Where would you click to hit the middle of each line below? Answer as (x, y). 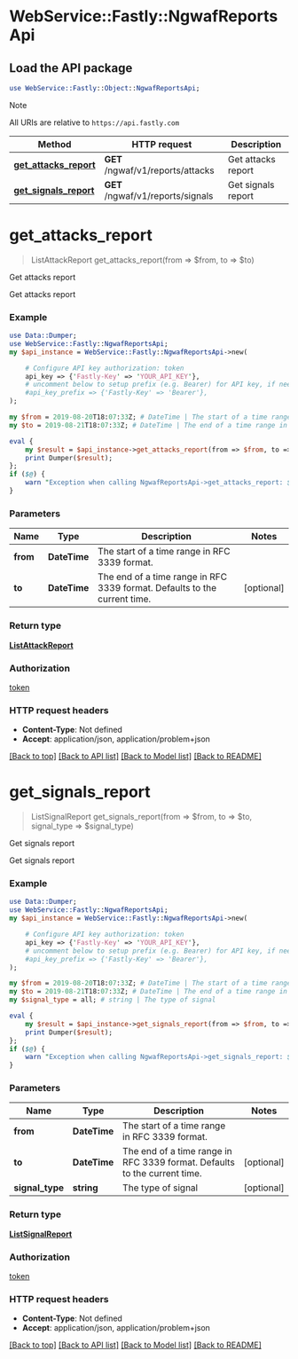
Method (55, 144)
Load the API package (71, 68)
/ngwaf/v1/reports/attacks (159, 170)
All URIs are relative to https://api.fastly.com (94, 122)
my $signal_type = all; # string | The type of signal (113, 1000)
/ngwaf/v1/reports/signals (159, 195)
